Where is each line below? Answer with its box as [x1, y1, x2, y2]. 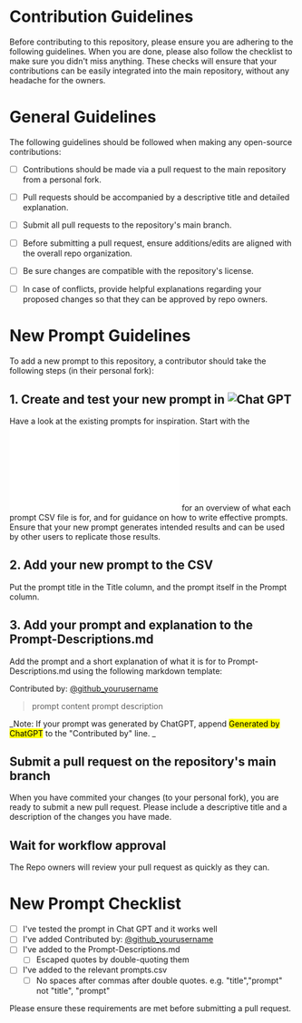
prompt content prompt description [31, 700, 163, 711]
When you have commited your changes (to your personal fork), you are [9, 792, 279, 804]
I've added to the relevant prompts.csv [22, 964, 168, 976]
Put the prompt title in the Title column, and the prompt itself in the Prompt [9, 581, 287, 592]
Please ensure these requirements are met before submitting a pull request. [9, 1002, 292, 1013]
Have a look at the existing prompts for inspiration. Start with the [9, 415, 250, 426]
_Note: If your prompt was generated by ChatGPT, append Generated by [9, 718, 280, 729]
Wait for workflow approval [9, 837, 166, 853]
